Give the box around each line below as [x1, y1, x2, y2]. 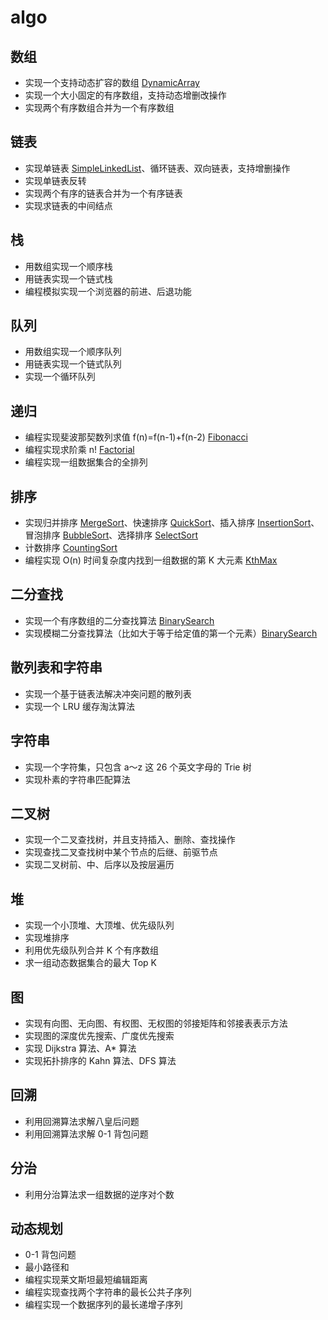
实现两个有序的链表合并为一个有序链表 [24, 187, 183, 199]
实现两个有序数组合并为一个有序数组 [24, 102, 175, 113]
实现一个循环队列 [24, 371, 96, 383]
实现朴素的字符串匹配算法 [24, 773, 131, 785]
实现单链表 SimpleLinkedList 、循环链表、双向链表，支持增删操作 [24, 162, 291, 174]
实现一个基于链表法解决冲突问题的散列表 [24, 687, 192, 700]
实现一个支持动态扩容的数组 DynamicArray [24, 77, 200, 88]
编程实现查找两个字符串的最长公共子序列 [24, 1286, 192, 1298]
